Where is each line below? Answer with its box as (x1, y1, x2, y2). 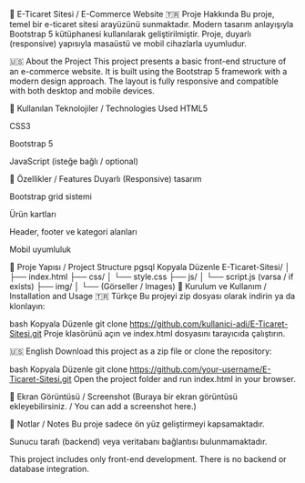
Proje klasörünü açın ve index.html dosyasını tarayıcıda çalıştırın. (44, 328, 286, 338)
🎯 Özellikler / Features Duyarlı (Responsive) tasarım (9, 174, 202, 184)
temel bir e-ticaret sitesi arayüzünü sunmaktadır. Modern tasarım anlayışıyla (9, 19, 294, 29)
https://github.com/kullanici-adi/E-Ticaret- (129, 318, 289, 329)
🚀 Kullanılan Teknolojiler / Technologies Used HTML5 (9, 103, 208, 114)
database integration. (9, 464, 89, 474)
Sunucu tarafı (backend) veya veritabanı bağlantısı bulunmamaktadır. (9, 437, 268, 447)
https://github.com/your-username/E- (129, 364, 271, 375)
